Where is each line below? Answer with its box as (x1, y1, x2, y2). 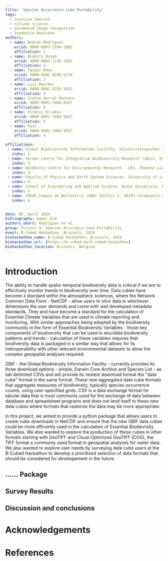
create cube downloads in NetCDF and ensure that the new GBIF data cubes (5, 418, 162, 424)
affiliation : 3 (14, 77, 46, 82)
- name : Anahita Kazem (9, 53, 57, 59)
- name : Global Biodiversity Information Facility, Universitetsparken (7, 147, 160, 152)
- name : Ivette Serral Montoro (9, 95, 75, 100)
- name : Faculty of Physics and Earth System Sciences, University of (7, 174, 157, 180)
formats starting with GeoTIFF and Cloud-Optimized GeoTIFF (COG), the (5, 434, 154, 440)
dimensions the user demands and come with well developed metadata (5, 303, 152, 309)
